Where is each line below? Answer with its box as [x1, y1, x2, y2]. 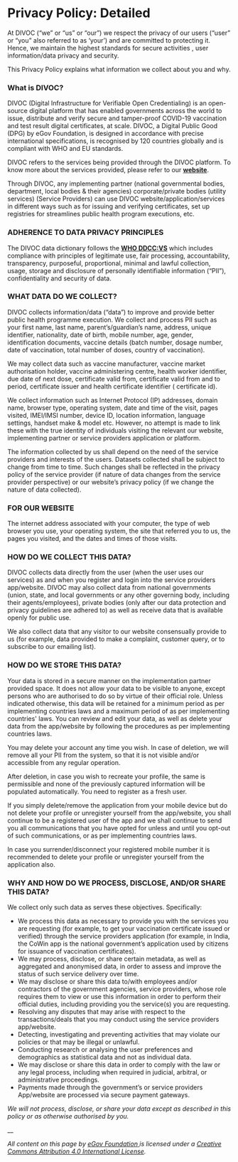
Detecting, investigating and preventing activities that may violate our [17, 1030, 221, 1039]
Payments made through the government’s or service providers [17, 1083, 203, 1092]
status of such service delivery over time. [17, 970, 139, 978]
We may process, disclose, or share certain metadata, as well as [17, 955, 206, 963]
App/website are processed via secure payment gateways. [17, 1091, 190, 1099]
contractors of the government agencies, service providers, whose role [17, 985, 227, 993]
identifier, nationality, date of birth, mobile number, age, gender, [7, 330, 194, 339]
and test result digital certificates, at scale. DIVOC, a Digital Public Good [7, 122, 218, 130]
